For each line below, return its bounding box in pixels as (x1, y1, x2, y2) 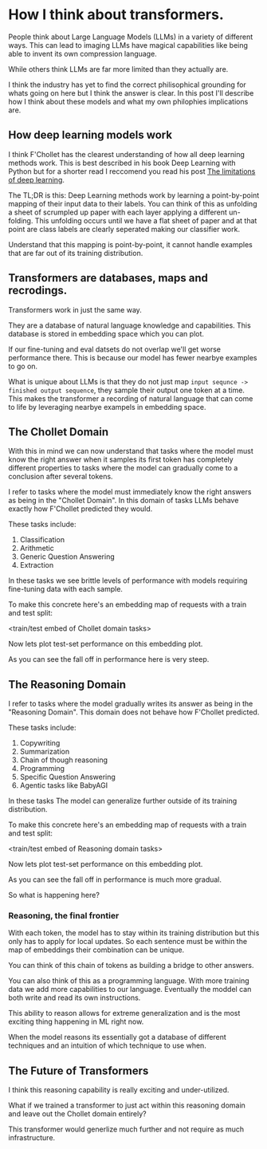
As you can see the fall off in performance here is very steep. (8, 655, 210, 664)
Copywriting (19, 738, 61, 748)
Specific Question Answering (19, 772, 116, 782)
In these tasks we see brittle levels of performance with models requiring (8, 576, 248, 585)
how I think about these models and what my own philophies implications (8, 96, 249, 106)
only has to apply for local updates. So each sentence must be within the (8, 937, 248, 946)
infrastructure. (8, 1133, 56, 1143)
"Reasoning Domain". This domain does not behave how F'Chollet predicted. (8, 707, 260, 717)
